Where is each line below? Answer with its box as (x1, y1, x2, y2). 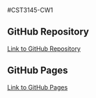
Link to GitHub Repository (7, 44, 81, 53)
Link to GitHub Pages (7, 83, 68, 91)
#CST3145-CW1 (7, 6, 54, 14)
